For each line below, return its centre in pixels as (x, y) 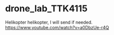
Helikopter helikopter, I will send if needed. (49, 22)
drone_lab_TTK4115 (47, 9)
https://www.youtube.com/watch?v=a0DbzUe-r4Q (57, 27)
